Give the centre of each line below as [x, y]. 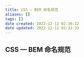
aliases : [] [17, 14]
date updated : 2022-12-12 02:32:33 [42, 28]
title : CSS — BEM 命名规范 [32, 10]
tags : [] [14, 19]
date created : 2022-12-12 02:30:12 [42, 24]
